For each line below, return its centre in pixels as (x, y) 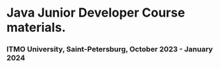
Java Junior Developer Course (96, 13)
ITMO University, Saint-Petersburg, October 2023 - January (110, 49)
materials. (36, 27)
